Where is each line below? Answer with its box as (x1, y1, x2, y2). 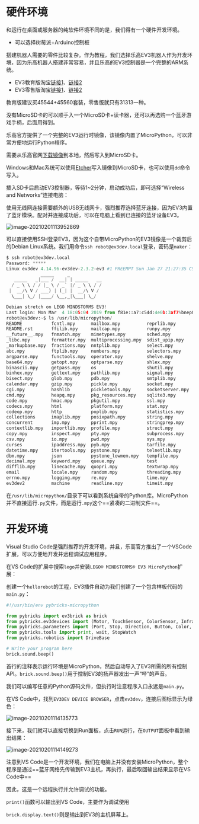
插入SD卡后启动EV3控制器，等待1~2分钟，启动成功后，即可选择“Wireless (6, 184, 185, 191)
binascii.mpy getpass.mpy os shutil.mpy (6, 365, 174, 371)
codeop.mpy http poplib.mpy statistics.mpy (6, 408, 184, 415)
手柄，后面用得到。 (11, 119, 58, 126)
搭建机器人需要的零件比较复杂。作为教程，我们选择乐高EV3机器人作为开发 (6, 51, 188, 58)
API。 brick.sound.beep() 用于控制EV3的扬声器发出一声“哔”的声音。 (6, 670, 171, 677)
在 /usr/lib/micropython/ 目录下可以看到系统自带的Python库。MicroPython (6, 491, 188, 499)
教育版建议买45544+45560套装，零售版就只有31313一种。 (6, 98, 149, 106)
